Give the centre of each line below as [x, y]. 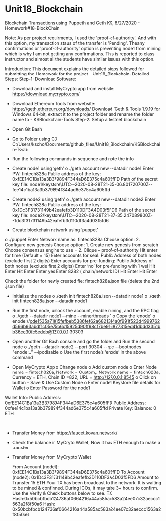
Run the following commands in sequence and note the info [73, 159]
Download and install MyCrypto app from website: [63, 88]
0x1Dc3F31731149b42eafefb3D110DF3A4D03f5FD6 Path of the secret [83, 210]
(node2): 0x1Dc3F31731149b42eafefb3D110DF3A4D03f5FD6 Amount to [85, 477]
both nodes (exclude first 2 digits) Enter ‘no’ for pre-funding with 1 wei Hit [80, 266]
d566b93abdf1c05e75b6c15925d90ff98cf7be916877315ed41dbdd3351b [86, 326]
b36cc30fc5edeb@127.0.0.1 [40, 332]
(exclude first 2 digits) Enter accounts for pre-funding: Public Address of [79, 260]
